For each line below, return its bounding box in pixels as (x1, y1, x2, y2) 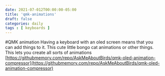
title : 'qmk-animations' (5, 12, 57, 17)
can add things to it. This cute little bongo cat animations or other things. (5, 44, 154, 50)
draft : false (5, 16, 32, 21)
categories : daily (5, 21, 43, 26)
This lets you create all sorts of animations (5, 50, 92, 56)
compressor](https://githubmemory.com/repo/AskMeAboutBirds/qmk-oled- (5, 60, 160, 66)
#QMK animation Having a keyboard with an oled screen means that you (5, 39, 154, 45)
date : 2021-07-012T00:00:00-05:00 (5, 7, 77, 12)
